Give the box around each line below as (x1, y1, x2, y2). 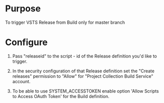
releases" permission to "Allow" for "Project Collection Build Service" (12, 73, 154, 79)
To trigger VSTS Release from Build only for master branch (5, 19, 125, 25)
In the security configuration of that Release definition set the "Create (12, 68, 155, 74)
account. (12, 78, 31, 84)
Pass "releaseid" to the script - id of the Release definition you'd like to (12, 53, 157, 59)
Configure (5, 37, 48, 48)
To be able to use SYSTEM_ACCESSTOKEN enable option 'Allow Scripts (12, 88, 159, 94)
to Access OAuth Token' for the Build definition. (12, 93, 110, 99)
